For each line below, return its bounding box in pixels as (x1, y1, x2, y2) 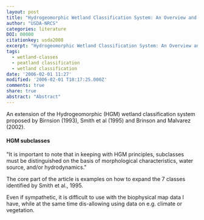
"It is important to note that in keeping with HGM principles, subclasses (6, 150, 184, 158)
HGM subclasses (6, 137, 50, 145)
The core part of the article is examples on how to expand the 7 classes (6, 175, 186, 182)
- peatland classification (12, 60, 80, 66)
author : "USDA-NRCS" (6, 20, 59, 26)
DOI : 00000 (6, 32, 34, 38)
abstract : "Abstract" (6, 94, 61, 100)
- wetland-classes (12, 54, 59, 60)
